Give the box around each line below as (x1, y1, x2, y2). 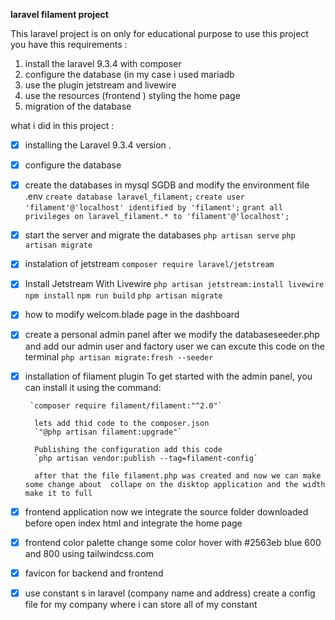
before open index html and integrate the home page (24, 517, 243, 529)
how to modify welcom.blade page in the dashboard (24, 309, 240, 321)
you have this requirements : (10, 39, 128, 50)
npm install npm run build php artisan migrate (24, 291, 223, 301)
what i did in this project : (10, 120, 115, 131)
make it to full (24, 488, 93, 498)
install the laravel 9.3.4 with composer (24, 58, 182, 69)
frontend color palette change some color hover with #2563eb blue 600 (24, 536, 322, 548)
